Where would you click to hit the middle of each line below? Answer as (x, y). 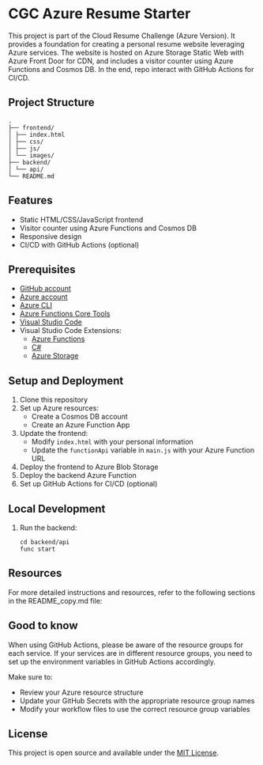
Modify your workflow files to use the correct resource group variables (135, 709)
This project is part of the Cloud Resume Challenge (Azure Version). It (122, 36)
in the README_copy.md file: (55, 600)
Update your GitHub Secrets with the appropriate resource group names (137, 700)
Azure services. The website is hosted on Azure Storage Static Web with (126, 52)
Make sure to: (30, 676)
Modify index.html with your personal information (112, 442)
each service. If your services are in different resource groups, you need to (130, 653)
